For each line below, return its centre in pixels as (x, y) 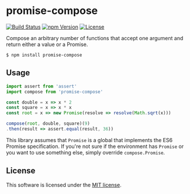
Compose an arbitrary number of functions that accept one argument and (95, 38)
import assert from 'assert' (42, 86)
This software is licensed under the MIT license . (64, 185)
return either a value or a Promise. (47, 44)
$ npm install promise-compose (44, 55)
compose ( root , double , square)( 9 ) (48, 124)
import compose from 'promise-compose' (55, 91)
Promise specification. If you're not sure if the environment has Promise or (95, 146)
